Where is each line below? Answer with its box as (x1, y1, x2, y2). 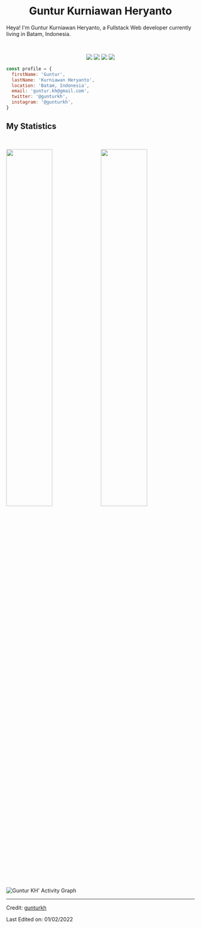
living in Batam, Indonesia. (6, 30, 71, 37)
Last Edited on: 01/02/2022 (6, 916, 74, 923)
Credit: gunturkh (6, 904, 47, 911)
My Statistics (6, 121, 57, 132)
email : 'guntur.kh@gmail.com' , (11, 88, 90, 94)
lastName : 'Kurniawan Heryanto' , (11, 77, 95, 83)
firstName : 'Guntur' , (11, 71, 66, 77)
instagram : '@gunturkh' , (11, 99, 74, 105)
